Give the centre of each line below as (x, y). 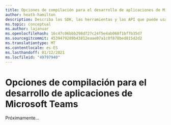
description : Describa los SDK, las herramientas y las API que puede (82, 19)
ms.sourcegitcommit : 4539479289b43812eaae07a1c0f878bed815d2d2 (74, 39)
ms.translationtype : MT (31, 43)
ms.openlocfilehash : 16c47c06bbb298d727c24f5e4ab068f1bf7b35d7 (74, 34)
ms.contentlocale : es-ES (32, 48)
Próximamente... (22, 118)
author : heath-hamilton (31, 15)
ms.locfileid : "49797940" (33, 57)
